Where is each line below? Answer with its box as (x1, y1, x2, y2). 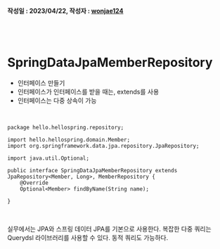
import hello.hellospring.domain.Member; (7, 136, 131, 143)
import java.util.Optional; (7, 155, 90, 162)
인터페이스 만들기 (17, 79, 65, 87)
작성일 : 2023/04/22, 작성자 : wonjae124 (7, 6, 124, 15)
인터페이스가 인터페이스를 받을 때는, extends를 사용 (17, 88, 160, 96)
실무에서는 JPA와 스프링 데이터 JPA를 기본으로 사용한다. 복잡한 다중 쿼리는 (7, 225, 212, 234)
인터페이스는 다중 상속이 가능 (17, 96, 97, 105)
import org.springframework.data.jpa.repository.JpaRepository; (7, 143, 200, 150)
